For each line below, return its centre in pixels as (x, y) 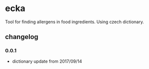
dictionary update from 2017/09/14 (47, 61)
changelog (22, 37)
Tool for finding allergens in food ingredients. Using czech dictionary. (74, 22)
